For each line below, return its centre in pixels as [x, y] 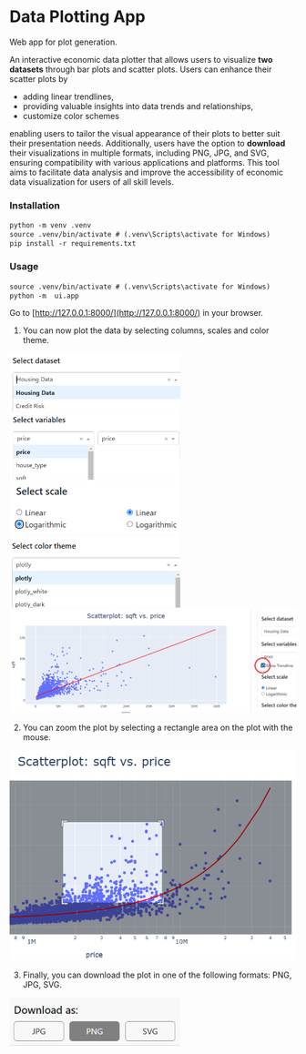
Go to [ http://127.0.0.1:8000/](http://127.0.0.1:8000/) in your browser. [137, 312]
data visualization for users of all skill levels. [92, 182]
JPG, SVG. [42, 984]
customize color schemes [71, 116]
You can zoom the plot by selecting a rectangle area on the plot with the [158, 727]
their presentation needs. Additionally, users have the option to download [148, 143]
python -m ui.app [44, 296]
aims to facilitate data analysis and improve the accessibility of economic [147, 172]
